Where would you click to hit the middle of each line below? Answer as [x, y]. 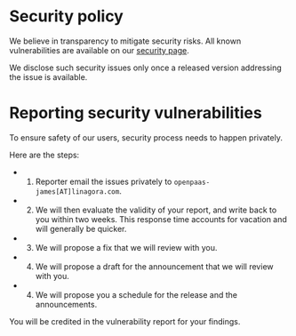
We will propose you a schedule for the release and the [136, 294]
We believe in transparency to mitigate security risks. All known [125, 41]
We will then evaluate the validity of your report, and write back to [156, 210]
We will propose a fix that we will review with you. [126, 247]
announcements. [66, 304]
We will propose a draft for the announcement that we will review [154, 266]
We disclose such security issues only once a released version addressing [145, 68]
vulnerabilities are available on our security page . [99, 50]
